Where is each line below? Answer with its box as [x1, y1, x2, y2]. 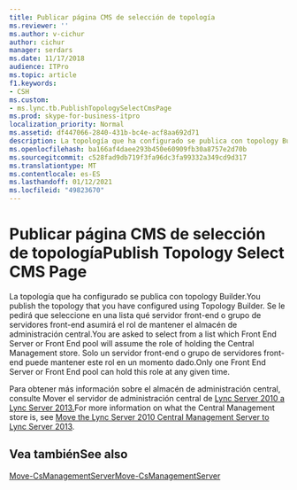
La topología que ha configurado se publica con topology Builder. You [9, 291, 261, 301]
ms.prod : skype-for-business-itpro [9, 112, 141, 121]
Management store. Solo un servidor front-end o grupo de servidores [9, 347, 263, 358]
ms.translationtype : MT [9, 161, 97, 170]
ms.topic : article [9, 71, 77, 80]
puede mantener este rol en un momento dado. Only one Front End [25, 356, 267, 368]
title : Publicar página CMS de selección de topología [9, 12, 216, 22]
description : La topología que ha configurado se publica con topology [9, 136, 278, 145]
